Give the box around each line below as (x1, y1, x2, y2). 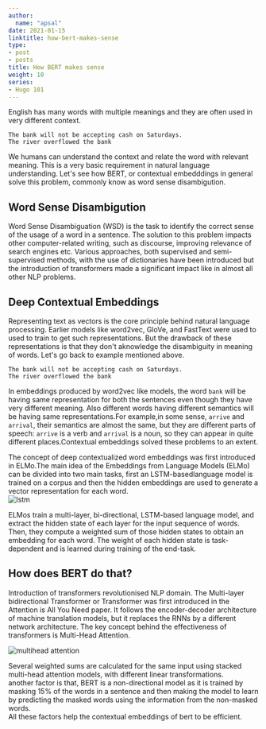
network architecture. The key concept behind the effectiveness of (8, 622, 227, 631)
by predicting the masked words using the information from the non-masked (8, 695, 258, 704)
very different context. (8, 116, 82, 126)
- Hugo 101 (8, 85, 44, 94)
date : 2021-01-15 (8, 26, 66, 34)
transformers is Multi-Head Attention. (8, 630, 131, 640)
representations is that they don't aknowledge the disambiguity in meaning (8, 342, 253, 351)
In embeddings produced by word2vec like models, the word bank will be (8, 386, 246, 396)
